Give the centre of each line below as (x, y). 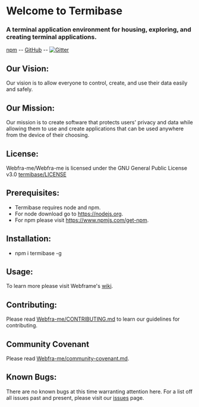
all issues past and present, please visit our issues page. (75, 397)
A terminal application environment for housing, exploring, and (99, 30)
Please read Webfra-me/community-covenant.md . (68, 358)
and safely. (20, 89)
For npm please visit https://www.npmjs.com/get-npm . (82, 220)
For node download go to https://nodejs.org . (69, 214)
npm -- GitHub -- (27, 50)
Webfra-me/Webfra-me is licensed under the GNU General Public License (97, 168)
